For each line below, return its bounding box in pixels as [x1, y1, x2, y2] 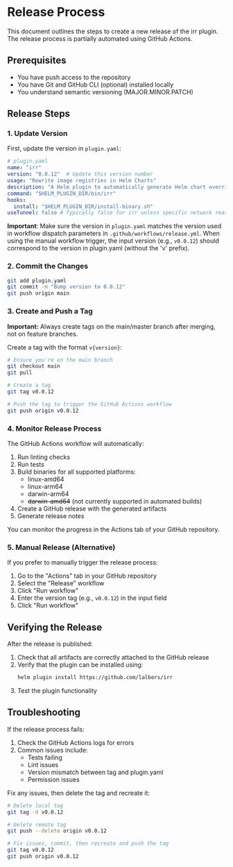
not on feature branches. [7, 329, 78, 338]
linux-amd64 [27, 474, 64, 483]
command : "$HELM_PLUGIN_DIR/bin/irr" [7, 190, 116, 197]
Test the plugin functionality [17, 686, 97, 694]
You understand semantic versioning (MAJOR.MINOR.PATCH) [17, 87, 194, 96]
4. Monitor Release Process [7, 424, 102, 433]
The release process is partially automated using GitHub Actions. [7, 34, 193, 42]
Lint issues [27, 760, 59, 769]
